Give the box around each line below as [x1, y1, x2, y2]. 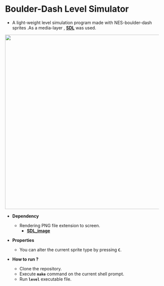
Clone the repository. [19, 265, 62, 271]
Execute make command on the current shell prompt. [19, 271, 124, 277]
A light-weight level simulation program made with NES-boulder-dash [12, 20, 152, 25]
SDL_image [26, 228, 50, 234]
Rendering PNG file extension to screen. [19, 222, 100, 228]
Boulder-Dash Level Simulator [5, 3, 129, 15]
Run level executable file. [19, 276, 72, 282]
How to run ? [12, 256, 39, 262]
